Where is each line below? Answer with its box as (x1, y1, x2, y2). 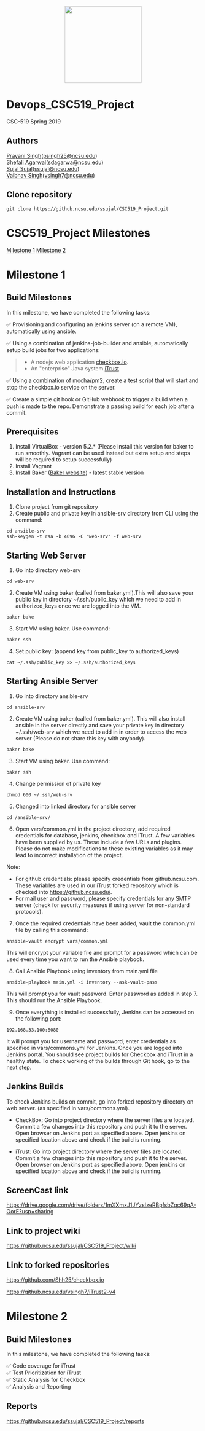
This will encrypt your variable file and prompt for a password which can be (6, 949, 198, 956)
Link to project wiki (6, 1226, 80, 1236)
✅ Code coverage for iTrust (6, 1362, 76, 1370)
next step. (6, 1064, 32, 1071)
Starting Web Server (6, 550, 87, 560)
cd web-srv (6, 578, 34, 584)
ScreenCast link (6, 1185, 69, 1195)
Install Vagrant (15, 463, 52, 470)
